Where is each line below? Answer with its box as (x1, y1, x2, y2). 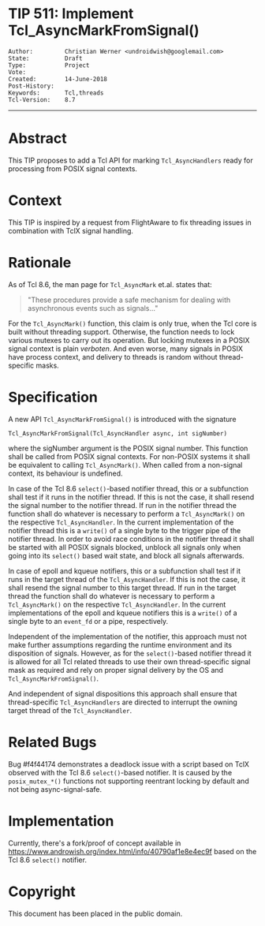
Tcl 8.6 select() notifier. (8, 855, 87, 864)
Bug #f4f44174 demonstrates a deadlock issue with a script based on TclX (8, 759, 250, 769)
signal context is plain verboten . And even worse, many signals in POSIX (8, 344, 243, 353)
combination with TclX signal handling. (8, 226, 134, 235)
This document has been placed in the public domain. (8, 909, 183, 918)
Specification (8, 388, 99, 406)
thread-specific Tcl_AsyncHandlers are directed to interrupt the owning (8, 697, 238, 707)
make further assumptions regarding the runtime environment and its (8, 640, 233, 649)
